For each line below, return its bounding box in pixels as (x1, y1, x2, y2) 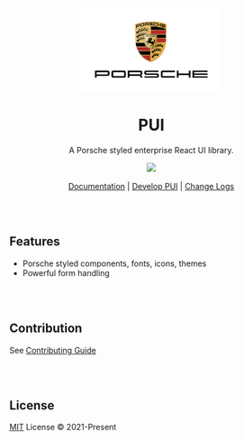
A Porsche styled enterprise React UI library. (68, 144, 234, 155)
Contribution (9, 321, 83, 336)
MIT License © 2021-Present (9, 422, 117, 433)
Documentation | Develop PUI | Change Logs (68, 180, 235, 191)
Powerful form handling (22, 267, 110, 278)
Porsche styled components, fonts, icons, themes (22, 258, 207, 269)
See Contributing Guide (9, 345, 96, 355)
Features (9, 234, 60, 250)
